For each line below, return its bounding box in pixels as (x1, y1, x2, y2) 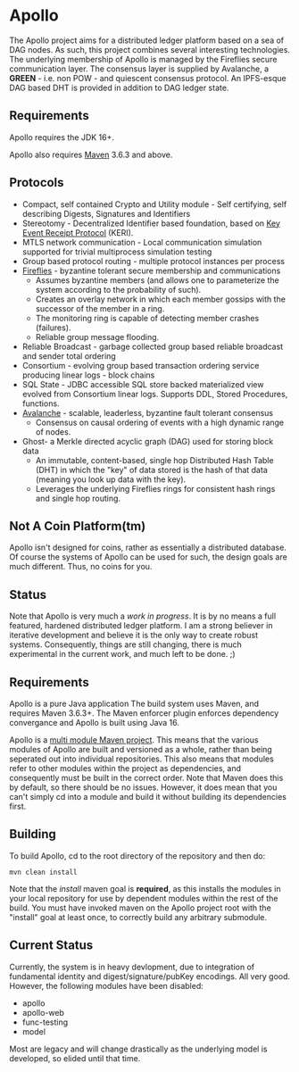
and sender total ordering (21, 350, 116, 361)
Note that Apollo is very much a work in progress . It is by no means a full (9, 611, 277, 621)
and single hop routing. (35, 493, 121, 503)
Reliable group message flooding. (35, 331, 160, 342)
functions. (21, 398, 60, 409)
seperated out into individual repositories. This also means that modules (9, 753, 274, 764)
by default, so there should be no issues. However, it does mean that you (9, 782, 278, 793)
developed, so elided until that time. (9, 1052, 141, 1063)
